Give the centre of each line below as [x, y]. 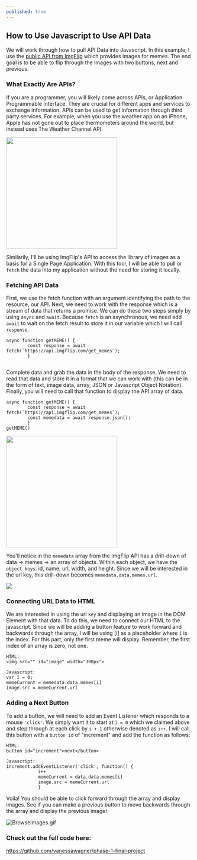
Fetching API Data [33, 285]
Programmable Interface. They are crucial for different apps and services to [98, 103]
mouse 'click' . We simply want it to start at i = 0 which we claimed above [98, 722]
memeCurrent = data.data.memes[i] [80, 777]
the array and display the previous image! [57, 811]
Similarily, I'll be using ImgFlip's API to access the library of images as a [93, 257]
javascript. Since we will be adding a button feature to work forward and [94, 627]
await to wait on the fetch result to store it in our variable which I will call [94, 323]
